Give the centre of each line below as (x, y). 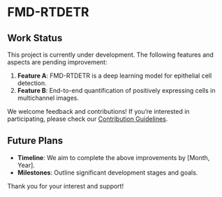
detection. (32, 83)
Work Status (35, 38)
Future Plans (35, 141)
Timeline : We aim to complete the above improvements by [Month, (113, 157)
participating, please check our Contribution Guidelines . (88, 119)
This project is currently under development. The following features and (111, 54)
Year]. (26, 165)
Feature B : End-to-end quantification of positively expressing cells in (116, 90)
